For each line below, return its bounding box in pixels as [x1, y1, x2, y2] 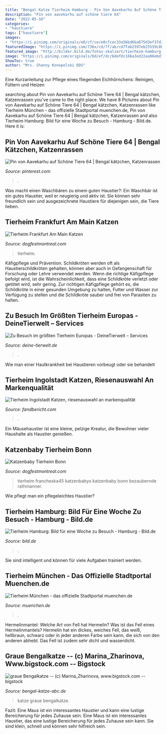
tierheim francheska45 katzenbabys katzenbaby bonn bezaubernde [17, 478, 157, 484]
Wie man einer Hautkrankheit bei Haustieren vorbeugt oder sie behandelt [5, 362, 155, 367]
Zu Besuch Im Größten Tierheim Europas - [5, 312, 138, 320]
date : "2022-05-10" [5, 16, 46, 21]
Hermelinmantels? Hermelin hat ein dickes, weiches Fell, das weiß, [5, 627, 142, 633]
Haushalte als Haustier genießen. [5, 431, 73, 437]
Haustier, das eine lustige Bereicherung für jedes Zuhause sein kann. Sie [5, 718, 154, 724]
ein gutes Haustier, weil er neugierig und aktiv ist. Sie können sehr [5, 193, 141, 199]
